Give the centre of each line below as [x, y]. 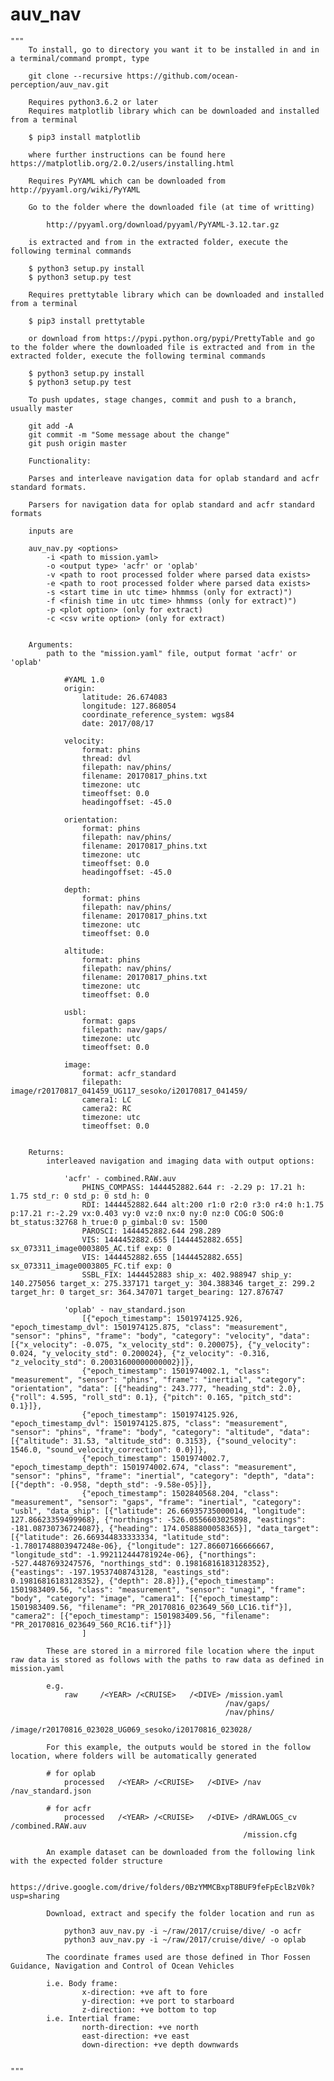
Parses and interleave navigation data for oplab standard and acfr [174, 478]
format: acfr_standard [129, 1073]
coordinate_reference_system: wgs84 [158, 714]
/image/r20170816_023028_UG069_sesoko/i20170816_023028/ [131, 1729]
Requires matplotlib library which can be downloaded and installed [174, 111]
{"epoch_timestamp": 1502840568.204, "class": [180, 1493]
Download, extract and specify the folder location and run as [180, 1913]
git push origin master [78, 443]
